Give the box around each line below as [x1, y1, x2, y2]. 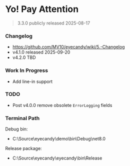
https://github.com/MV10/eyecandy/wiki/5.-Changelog [12, 44, 125, 50]
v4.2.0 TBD [12, 54, 36, 60]
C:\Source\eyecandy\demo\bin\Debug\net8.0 [12, 136, 106, 142]
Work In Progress [5, 67, 48, 74]
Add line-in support [12, 78, 53, 84]
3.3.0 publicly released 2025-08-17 [17, 20, 90, 26]
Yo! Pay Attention [5, 3, 79, 15]
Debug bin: [5, 126, 28, 132]
